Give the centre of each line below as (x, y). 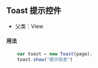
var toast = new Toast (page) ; (55, 54)
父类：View (29, 26)
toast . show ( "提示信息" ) (45, 59)
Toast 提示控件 (34, 11)
